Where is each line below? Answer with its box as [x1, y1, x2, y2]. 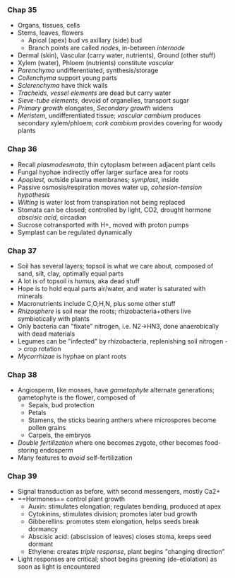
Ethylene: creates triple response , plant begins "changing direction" [28, 548, 225, 556]
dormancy [28, 525, 59, 533]
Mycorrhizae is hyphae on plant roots [17, 352, 127, 361]
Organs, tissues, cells [17, 21, 80, 30]
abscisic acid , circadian [17, 212, 87, 221]
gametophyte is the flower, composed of [17, 393, 136, 402]
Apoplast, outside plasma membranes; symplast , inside [17, 175, 179, 183]
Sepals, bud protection [28, 401, 95, 409]
